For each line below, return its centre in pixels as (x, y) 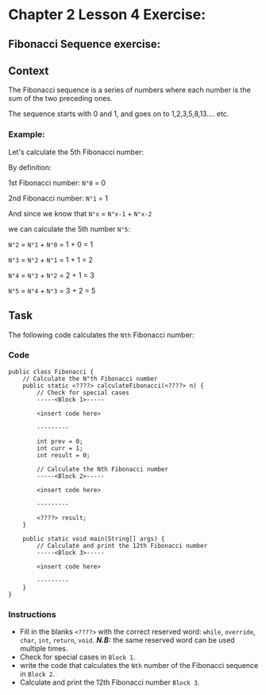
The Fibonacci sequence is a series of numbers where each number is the (130, 90)
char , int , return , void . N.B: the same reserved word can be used (127, 640)
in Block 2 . (37, 674)
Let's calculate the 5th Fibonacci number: (76, 152)
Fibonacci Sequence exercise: (85, 44)
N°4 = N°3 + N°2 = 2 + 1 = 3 (52, 275)
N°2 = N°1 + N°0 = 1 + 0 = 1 (51, 244)
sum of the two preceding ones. (60, 99)
